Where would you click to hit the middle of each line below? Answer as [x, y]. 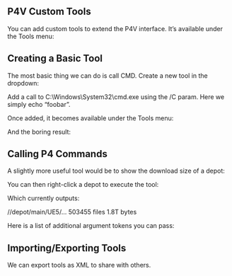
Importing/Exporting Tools [67, 248]
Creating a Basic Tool [55, 58]
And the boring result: [39, 132]
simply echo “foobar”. [39, 104]
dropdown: [23, 83]
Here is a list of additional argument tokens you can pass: [91, 226]
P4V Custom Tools [49, 12]
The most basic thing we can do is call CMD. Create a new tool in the [108, 75]
